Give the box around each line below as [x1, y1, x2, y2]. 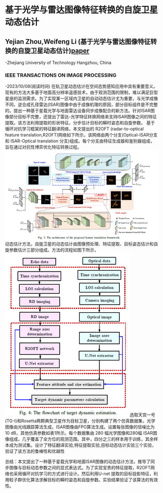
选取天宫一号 [130, 412, 155, 418]
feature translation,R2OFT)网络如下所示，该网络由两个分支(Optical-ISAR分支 [5, 132, 158, 138]
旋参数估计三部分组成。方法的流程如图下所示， [5, 247, 98, 253]
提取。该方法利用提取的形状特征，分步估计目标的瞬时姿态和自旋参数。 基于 [5, 120, 155, 126]
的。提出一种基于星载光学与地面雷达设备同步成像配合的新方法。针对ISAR [5, 108, 151, 114]
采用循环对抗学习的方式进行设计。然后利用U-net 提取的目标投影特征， [13, 471, 154, 476]
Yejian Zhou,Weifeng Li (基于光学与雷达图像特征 [5, 37, 151, 46]
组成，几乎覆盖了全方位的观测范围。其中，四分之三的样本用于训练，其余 [9, 436, 154, 442]
